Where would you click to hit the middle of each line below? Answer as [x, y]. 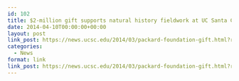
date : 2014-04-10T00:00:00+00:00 [57, 27]
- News [23, 54]
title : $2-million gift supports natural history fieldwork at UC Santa [117, 20]
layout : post [27, 33]
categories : [25, 46]
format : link [27, 60]
